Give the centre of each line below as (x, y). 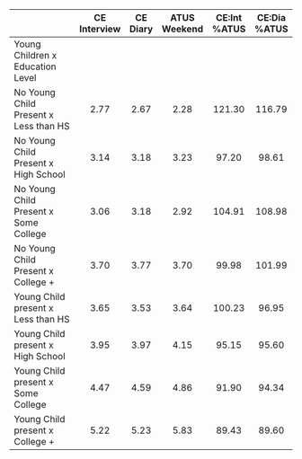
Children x (36, 55)
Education (35, 66)
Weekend (182, 29)
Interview (100, 29)
